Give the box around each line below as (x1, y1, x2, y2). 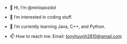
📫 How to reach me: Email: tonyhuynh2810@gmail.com (9, 33, 122, 39)
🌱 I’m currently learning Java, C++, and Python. (9, 23, 106, 29)
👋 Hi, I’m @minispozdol (9, 5, 56, 10)
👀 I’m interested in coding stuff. (9, 14, 73, 20)
